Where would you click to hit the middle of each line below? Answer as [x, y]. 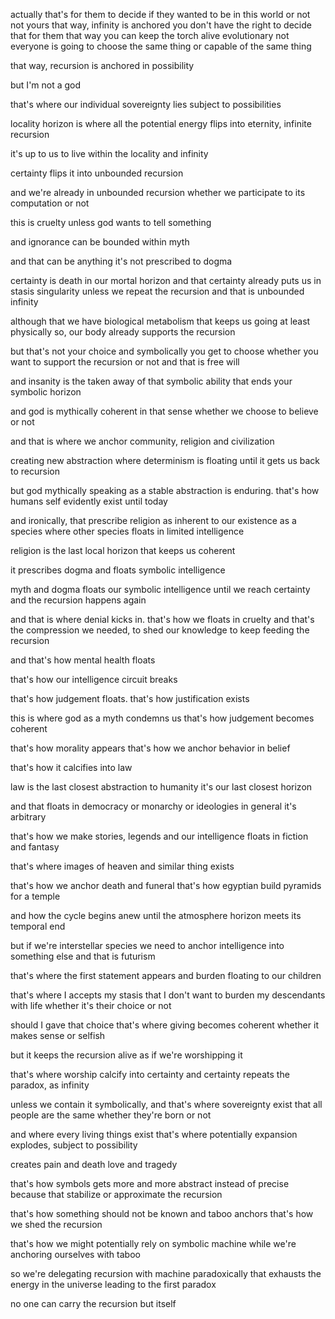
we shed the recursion [56, 1224]
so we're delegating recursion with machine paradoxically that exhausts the [166, 1273]
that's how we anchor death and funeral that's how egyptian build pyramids [166, 885]
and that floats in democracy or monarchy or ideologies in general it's [153, 806]
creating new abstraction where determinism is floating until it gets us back [165, 460]
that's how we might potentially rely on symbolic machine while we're [153, 1243]
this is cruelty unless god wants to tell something [111, 222]
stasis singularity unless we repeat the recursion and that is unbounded [157, 291]
